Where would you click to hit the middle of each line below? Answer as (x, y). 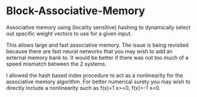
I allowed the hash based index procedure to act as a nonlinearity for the (95, 75)
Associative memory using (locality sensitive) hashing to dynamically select (99, 27)
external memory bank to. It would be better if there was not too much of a (97, 57)
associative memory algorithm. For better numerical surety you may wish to (99, 82)
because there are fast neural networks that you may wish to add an (90, 51)
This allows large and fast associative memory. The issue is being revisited (97, 45)
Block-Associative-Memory (76, 11)
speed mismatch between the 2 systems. (56, 64)
